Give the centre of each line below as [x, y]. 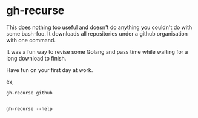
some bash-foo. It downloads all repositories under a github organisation [97, 33]
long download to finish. [36, 58]
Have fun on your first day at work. [50, 70]
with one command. [31, 40]
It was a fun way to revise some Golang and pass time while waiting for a [97, 51]
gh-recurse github [29, 93]
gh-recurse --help [29, 109]
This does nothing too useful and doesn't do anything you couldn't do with [99, 27]
